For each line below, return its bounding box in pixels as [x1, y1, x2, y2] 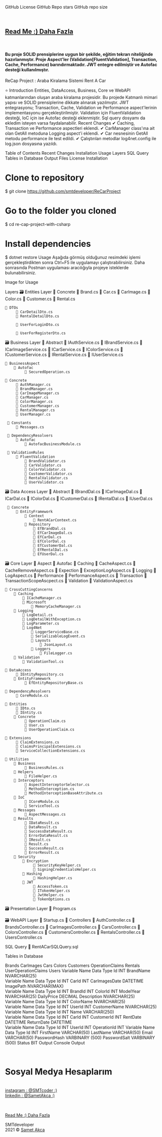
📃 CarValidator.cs [24, 463, 62, 467]
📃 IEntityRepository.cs [15, 672, 64, 677]
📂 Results [14, 816, 34, 821]
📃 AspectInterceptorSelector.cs [24, 782, 90, 787]
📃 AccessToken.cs [33, 884, 68, 889]
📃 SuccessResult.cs [24, 846, 64, 850]
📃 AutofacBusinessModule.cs [24, 441, 81, 447]
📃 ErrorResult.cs [24, 850, 59, 855]
